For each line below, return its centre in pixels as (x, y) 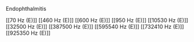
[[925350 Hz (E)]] (28, 33)
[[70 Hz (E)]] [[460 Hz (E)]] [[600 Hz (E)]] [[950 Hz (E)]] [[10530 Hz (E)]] (97, 20)
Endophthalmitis (26, 9)
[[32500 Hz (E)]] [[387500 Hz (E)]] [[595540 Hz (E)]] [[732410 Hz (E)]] (95, 27)
